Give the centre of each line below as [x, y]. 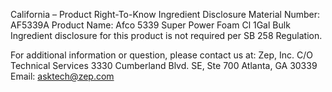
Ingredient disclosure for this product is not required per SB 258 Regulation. [166, 35]
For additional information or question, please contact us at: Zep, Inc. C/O [161, 55]
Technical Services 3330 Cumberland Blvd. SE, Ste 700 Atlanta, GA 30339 [164, 65]
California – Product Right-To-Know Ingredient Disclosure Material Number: [165, 14]
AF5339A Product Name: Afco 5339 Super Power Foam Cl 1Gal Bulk [150, 25]
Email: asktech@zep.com [62, 76]
